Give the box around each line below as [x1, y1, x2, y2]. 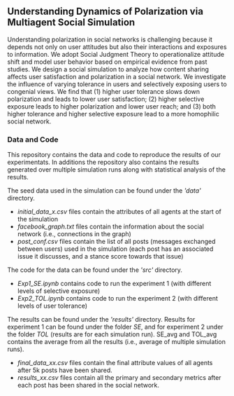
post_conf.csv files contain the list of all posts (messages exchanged [17, 238, 216, 246]
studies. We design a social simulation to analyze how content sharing [7, 64, 210, 73]
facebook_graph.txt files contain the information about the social [17, 222, 205, 231]
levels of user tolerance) [17, 301, 88, 310]
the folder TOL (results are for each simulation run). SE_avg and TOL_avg [7, 330, 217, 339]
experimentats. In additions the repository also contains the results [7, 158, 199, 167]
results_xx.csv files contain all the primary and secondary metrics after [17, 374, 221, 382]
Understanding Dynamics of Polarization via [7, 6, 204, 18]
